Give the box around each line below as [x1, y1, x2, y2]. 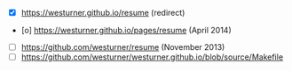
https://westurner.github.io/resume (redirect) [20, 8, 185, 18]
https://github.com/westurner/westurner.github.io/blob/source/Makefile [20, 52, 284, 62]
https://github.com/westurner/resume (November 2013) [20, 42, 225, 53]
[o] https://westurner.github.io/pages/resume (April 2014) [20, 25, 232, 36]
